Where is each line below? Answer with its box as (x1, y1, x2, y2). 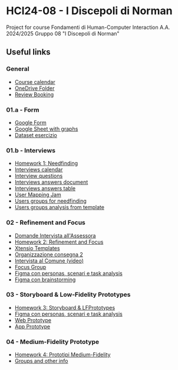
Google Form (14, 119, 47, 126)
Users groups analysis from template (14, 204, 105, 211)
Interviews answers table (14, 185, 75, 192)
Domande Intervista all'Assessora (14, 232, 96, 239)
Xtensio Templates (14, 244, 60, 252)
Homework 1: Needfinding (14, 160, 78, 167)
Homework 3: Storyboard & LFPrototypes (14, 304, 116, 311)
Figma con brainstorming (14, 276, 76, 283)
